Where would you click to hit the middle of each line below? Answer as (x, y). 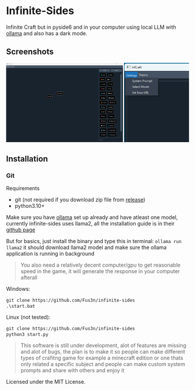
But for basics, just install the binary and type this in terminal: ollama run (94, 241)
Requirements (23, 189)
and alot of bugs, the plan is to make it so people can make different (103, 352)
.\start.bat (21, 307)
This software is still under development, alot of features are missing (103, 345)
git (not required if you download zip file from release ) (80, 200)
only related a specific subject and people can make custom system (103, 364)
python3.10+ (30, 206)
